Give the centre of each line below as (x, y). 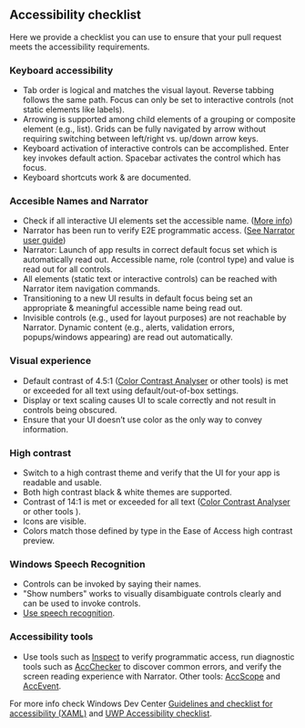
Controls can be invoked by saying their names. (112, 584)
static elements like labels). (73, 109)
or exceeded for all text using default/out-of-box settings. (131, 390)
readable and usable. (62, 482)
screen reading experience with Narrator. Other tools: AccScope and (151, 676)
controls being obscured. (70, 410)
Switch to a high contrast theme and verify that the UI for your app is (151, 473)
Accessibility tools (51, 637)
